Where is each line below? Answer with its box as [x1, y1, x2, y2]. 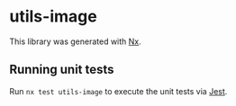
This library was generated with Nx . [9, 36, 141, 47]
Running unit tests [9, 62, 114, 77]
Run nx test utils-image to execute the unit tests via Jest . [9, 85, 228, 96]
